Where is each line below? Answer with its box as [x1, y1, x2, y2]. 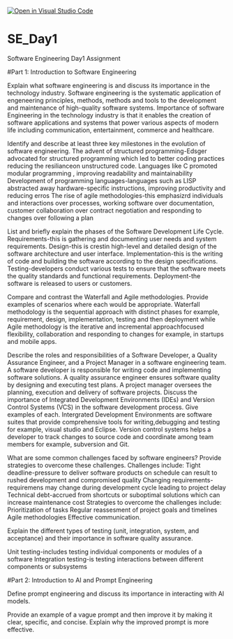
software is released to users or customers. [7, 279, 133, 287]
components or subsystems [7, 562, 87, 570]
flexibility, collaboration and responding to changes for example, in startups [7, 329, 225, 338]
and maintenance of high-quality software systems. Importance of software [7, 103, 225, 112]
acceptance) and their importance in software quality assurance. [7, 533, 193, 542]
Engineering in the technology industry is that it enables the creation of [7, 110, 211, 119]
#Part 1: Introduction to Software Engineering [7, 67, 137, 76]
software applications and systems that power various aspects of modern [7, 118, 219, 127]
